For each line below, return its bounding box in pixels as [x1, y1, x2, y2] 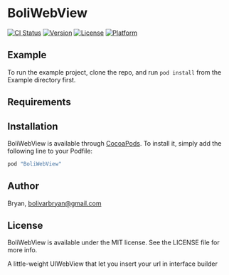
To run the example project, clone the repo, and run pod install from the [7, 68, 222, 76]
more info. [7, 246, 38, 254]
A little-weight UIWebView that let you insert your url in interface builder [7, 259, 218, 268]
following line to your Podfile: [7, 146, 93, 155]
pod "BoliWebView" [7, 160, 62, 168]
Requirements [7, 96, 71, 108]
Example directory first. [7, 75, 76, 84]
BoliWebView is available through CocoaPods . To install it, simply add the [7, 139, 222, 147]
